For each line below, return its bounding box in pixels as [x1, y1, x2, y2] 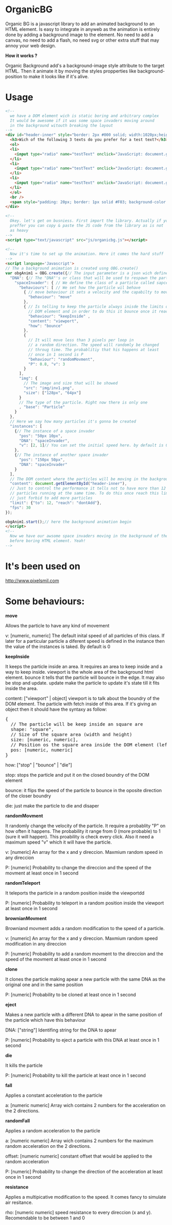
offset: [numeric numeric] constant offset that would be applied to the [5, 1153, 153, 1159]
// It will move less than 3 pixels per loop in [28, 338, 134, 343]
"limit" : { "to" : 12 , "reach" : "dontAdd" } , [10, 500, 102, 505]
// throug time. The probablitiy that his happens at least [28, 347, 159, 352]
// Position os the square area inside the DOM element [10, 742, 154, 747]
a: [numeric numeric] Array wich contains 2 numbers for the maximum [5, 1137, 154, 1144]
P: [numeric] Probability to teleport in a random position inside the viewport [5, 900, 164, 906]
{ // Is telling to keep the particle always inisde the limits [24, 304, 164, 309]
